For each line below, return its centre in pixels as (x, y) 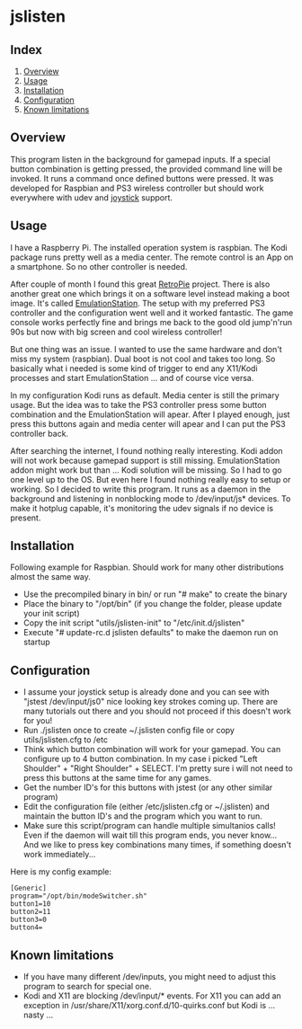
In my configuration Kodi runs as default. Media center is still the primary (145, 395)
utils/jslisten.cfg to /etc (66, 740)
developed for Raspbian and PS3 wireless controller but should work (137, 188)
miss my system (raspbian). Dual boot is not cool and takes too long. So (143, 359)
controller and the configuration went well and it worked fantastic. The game (152, 313)
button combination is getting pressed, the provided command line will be (147, 169)
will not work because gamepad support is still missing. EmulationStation (145, 460)
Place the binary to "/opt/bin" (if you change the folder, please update (152, 604)
